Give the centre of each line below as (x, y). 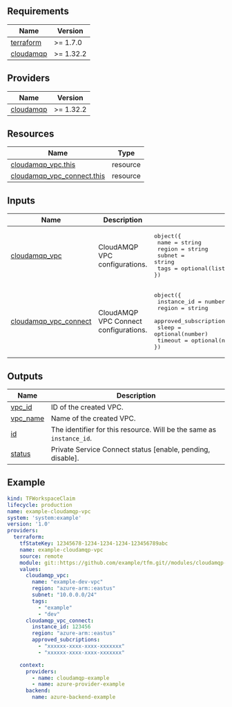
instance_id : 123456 (61, 627)
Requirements (38, 11)
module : (30, 563)
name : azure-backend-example (74, 697)
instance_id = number (192, 302)
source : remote (41, 556)
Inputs (21, 201)
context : (32, 665)
